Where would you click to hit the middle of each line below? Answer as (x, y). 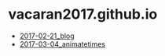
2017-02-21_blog (47, 36)
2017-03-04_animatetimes (62, 44)
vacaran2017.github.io (83, 14)
